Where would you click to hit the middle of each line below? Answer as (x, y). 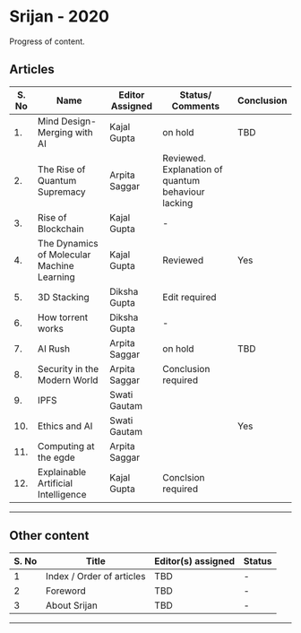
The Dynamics (68, 243)
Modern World (68, 380)
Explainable (62, 472)
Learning (56, 277)
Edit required (189, 297)
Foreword (66, 591)
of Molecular (64, 255)
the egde (56, 457)
